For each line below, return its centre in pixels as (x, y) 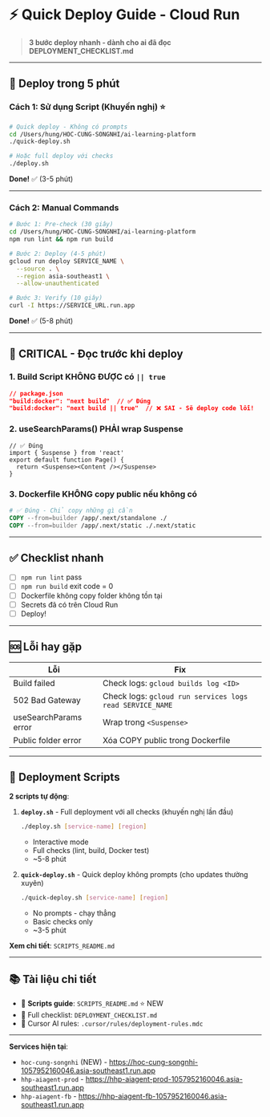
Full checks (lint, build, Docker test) (91, 851)
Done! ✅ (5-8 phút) (41, 321)
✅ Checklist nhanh (56, 558)
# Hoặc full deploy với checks (61, 156)
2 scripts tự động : (39, 796)
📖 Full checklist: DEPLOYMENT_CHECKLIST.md (89, 1014)
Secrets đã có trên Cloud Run (69, 604)
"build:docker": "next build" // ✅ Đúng (80, 401)
